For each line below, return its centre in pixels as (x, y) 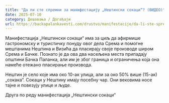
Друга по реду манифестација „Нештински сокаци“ (61, 95)
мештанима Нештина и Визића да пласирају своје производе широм (79, 49)
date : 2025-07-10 (23, 15)
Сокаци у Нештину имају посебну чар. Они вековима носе (89, 80)
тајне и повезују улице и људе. (38, 85)
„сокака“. (15, 80)
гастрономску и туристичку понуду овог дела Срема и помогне (74, 44)
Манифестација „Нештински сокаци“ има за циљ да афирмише (73, 38)
